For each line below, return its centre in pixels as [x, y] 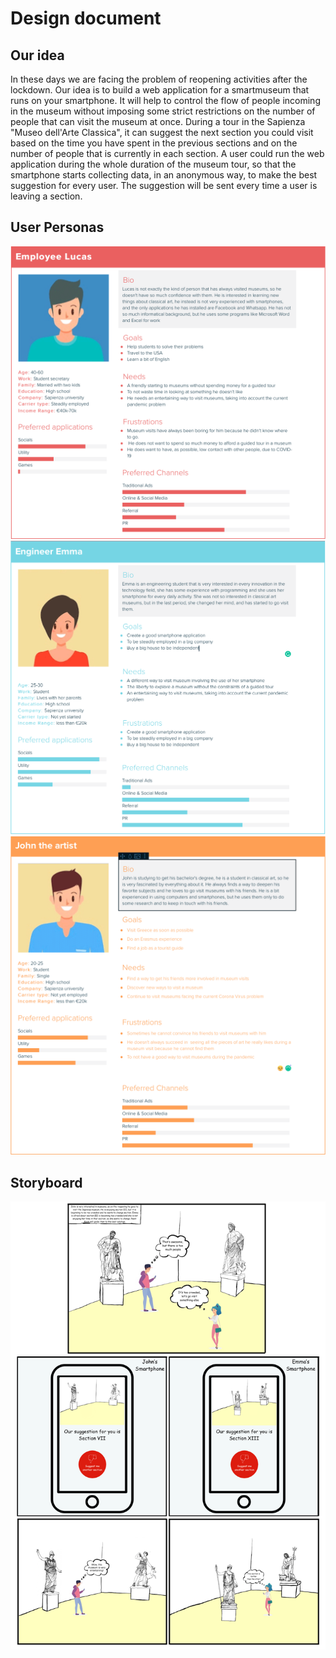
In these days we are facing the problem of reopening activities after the [159, 79]
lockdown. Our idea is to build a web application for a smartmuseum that [160, 90]
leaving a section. [46, 196]
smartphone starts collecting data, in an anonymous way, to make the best [164, 175]
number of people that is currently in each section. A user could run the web [167, 153]
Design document [86, 18]
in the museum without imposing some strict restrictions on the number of [163, 111]
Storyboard [46, 1182]
